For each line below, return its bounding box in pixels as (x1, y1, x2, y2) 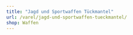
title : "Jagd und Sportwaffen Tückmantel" (6, 8, 114, 15)
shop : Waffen (6, 20, 39, 26)
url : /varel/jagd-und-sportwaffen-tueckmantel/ (6, 14, 128, 20)
